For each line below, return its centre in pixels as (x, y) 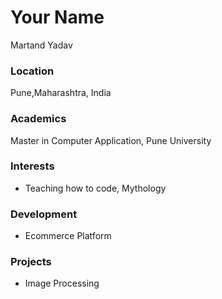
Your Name (57, 17)
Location (32, 71)
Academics (38, 119)
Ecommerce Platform (68, 236)
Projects (31, 262)
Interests (32, 166)
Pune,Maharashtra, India (61, 93)
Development (44, 214)
